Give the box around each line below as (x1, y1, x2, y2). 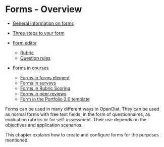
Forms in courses (12, 65, 49, 71)
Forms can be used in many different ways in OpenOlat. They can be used (5, 106, 159, 112)
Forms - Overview (5, 4, 82, 15)
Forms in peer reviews (20, 90, 67, 96)
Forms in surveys (20, 80, 57, 86)
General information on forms (12, 20, 74, 26)
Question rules (20, 55, 51, 61)
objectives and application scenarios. (5, 122, 83, 128)
